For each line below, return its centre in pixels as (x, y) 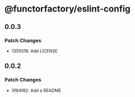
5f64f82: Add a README (36, 90)
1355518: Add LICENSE (34, 51)
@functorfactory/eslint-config (67, 9)
